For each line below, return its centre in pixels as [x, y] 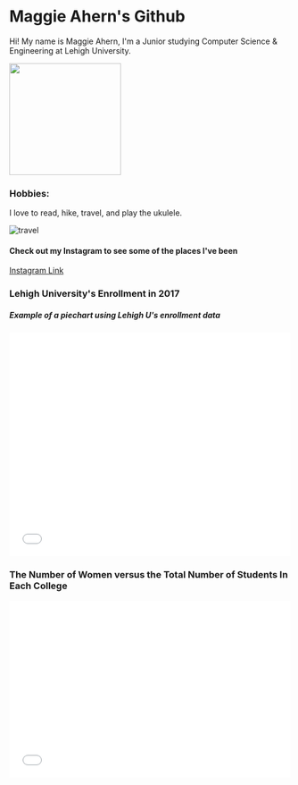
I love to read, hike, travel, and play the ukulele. [96, 213]
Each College [38, 586]
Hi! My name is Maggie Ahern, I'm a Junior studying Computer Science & [144, 41]
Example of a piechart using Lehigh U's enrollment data [115, 315]
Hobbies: [29, 193]
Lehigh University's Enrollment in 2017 [95, 294]
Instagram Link [37, 271]
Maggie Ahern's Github [97, 17]
